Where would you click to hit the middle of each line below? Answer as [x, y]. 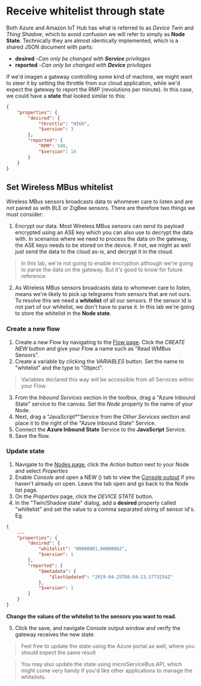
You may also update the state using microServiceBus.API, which [101, 664]
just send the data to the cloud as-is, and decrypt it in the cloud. [94, 252]
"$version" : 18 [57, 152]
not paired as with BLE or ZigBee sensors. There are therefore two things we [101, 208]
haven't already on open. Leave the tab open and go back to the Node [102, 483]
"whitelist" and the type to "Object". [59, 368]
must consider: [25, 214]
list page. [26, 490]
